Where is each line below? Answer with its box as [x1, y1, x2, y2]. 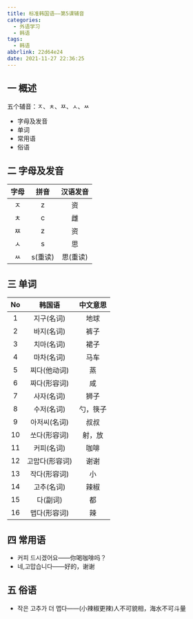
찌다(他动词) [30, 366, 70, 376]
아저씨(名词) [30, 418, 69, 427]
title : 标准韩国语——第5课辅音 [7, 10, 85, 17]
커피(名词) [33, 443, 66, 453]
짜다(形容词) [30, 378, 70, 388]
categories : [7, 17, 41, 24]
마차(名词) [33, 353, 66, 362]
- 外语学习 [13, 23, 41, 30]
